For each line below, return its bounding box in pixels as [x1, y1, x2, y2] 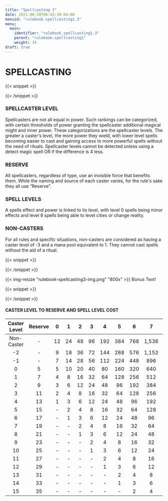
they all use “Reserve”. [5, 183, 51, 189]
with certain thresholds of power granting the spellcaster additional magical [5, 121, 161, 128]
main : [9, 26, 21, 31]
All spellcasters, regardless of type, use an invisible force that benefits [5, 173, 150, 179]
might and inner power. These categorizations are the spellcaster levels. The [5, 127, 163, 133]
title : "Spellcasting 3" [5, 7, 57, 13]
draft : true [5, 45, 30, 50]
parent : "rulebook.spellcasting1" [14, 36, 86, 41]
